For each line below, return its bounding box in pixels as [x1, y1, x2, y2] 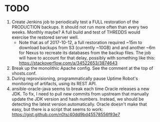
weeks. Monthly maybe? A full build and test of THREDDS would [11, 29, 141, 35]
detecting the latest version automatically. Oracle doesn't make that [11, 101, 147, 107]
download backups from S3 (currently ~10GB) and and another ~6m [18, 45, 156, 50]
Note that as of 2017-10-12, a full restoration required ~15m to [18, 39, 142, 45]
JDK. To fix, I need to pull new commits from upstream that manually [11, 91, 149, 97]
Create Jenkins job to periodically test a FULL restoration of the [11, 19, 139, 25]
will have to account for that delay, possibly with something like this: [18, 55, 156, 61]
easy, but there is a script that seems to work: [11, 106, 104, 112]
